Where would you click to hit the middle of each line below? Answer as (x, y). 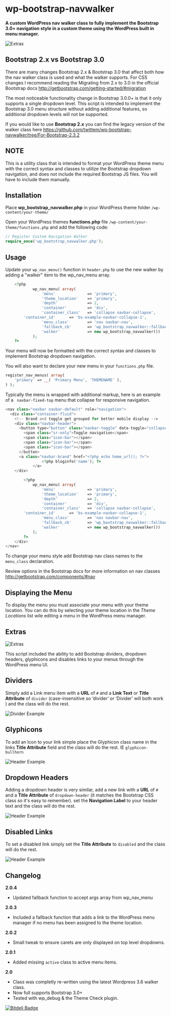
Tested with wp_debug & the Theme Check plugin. (65, 998)
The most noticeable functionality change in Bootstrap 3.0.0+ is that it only (83, 98)
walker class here (24, 129)
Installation (23, 195)
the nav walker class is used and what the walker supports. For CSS (76, 77)
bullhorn (15, 752)
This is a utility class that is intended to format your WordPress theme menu (84, 163)
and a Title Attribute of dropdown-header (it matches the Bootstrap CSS (80, 795)
